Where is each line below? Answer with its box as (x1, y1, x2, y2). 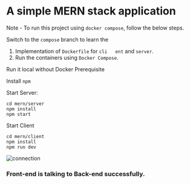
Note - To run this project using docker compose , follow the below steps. (6, 24, 185, 31)
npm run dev (6, 144, 36, 150)
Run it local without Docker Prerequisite (6, 65, 105, 73)
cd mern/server (6, 101, 45, 107)
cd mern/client (6, 133, 45, 139)
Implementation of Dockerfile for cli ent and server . (15, 47, 154, 55)
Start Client (6, 122, 34, 129)
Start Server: (6, 89, 38, 96)
